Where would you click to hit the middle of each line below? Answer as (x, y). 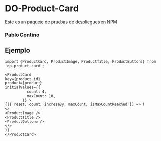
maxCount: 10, (41, 96)
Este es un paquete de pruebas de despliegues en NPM (61, 22)
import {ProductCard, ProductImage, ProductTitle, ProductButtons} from (80, 61)
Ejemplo (18, 50)
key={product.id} (23, 79)
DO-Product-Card (42, 9)
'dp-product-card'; (25, 66)
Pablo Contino (22, 35)
